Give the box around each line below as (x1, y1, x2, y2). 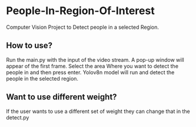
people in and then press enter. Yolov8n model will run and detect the (6, 69, 175, 76)
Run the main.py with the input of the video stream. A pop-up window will (6, 56, 184, 63)
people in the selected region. (6, 75, 78, 82)
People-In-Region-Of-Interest (6, 4, 155, 18)
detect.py (6, 113, 29, 121)
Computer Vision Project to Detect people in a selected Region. (6, 24, 160, 31)
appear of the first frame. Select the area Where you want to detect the (6, 62, 178, 69)
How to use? (6, 41, 53, 51)
